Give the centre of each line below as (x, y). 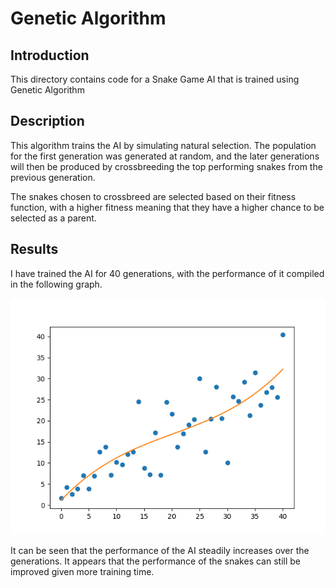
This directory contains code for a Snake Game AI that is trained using (155, 79)
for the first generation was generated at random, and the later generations (165, 156)
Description (47, 121)
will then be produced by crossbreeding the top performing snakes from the (166, 166)
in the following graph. (56, 284)
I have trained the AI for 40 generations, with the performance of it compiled (167, 273)
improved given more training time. (82, 571)
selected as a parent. (53, 218)
